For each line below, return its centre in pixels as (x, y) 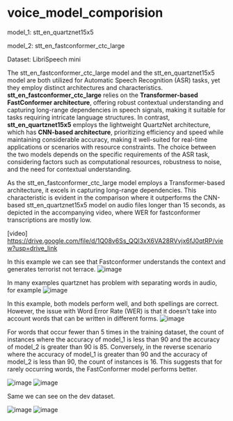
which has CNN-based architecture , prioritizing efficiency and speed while (115, 132)
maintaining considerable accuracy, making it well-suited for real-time (107, 139)
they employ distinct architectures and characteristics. (85, 87)
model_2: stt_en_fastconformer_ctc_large (66, 45)
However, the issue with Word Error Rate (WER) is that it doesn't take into (112, 311)
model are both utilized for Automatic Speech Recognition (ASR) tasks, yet (114, 80)
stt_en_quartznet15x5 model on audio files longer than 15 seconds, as (126, 205)
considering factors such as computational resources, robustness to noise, (114, 161)
